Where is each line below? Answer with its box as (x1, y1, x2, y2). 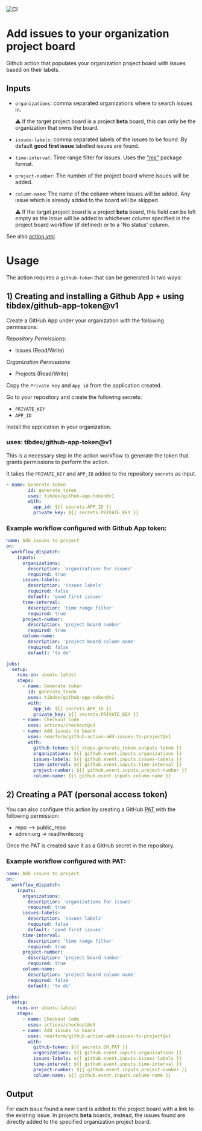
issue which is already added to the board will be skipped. (14, 196, 160, 203)
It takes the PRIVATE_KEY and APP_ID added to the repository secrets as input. (6, 470, 197, 477)
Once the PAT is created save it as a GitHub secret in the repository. (6, 842, 175, 849)
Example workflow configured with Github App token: (6, 524, 167, 532)
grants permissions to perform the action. (6, 458, 110, 465)
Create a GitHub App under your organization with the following (6, 317, 165, 324)
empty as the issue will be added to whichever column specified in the (14, 214, 191, 221)
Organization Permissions (6, 358, 71, 365)
